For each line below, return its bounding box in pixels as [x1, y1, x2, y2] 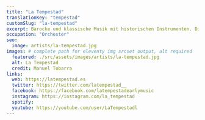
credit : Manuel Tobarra [12, 65, 72, 72]
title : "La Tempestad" [6, 8, 64, 15]
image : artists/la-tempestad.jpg [12, 43, 97, 49]
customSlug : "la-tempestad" [6, 20, 78, 26]
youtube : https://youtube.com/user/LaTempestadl [12, 104, 138, 111]
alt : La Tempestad [12, 59, 59, 65]
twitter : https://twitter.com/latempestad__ [12, 82, 127, 88]
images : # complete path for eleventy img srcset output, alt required [6, 48, 192, 55]
